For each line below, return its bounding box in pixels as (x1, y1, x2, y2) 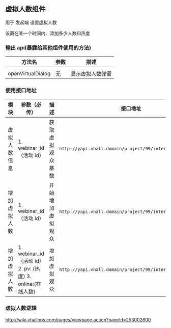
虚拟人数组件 (5, 5, 46, 14)
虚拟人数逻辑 (5, 305, 37, 312)
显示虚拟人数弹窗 (70, 70, 112, 77)
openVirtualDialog (8, 70, 51, 77)
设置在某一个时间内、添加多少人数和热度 (5, 30, 90, 36)
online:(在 (18, 281, 42, 288)
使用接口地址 (5, 87, 37, 94)
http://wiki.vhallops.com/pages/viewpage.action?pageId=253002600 (5, 316, 151, 322)
